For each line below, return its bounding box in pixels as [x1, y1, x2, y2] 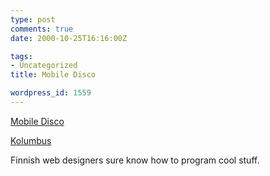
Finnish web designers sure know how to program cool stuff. [10, 154, 260, 166]
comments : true [10, 24, 74, 34]
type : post [10, 14, 56, 25]
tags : [10, 51, 33, 61]
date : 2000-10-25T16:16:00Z [10, 33, 128, 43]
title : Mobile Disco [10, 70, 97, 80]
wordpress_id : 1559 [10, 88, 92, 98]
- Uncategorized [10, 61, 78, 71]
